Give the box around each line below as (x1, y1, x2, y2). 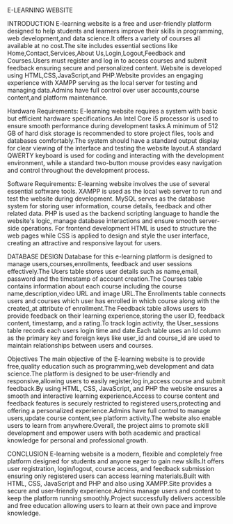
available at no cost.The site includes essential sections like (7, 42, 178, 49)
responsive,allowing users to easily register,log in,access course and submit (7, 377, 226, 385)
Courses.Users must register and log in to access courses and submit (7, 56, 207, 65)
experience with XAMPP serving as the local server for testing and (7, 79, 198, 86)
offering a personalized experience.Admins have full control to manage (7, 407, 211, 415)
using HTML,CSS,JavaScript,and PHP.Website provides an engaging (7, 71, 204, 79)
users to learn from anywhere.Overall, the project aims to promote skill (7, 422, 209, 429)
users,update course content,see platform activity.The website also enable (7, 414, 221, 422)
